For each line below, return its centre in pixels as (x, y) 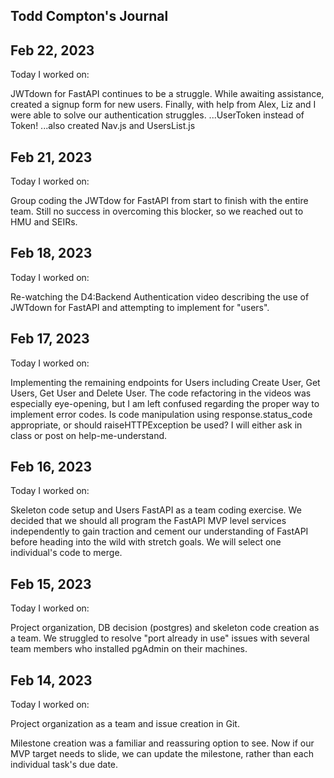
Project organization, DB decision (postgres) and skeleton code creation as (165, 628)
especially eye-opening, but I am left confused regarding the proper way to (165, 403)
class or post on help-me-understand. (89, 435)
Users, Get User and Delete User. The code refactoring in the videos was (161, 393)
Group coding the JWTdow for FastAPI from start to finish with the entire (159, 201)
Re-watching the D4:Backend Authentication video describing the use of (160, 296)
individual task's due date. (64, 765)
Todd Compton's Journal (89, 16)
